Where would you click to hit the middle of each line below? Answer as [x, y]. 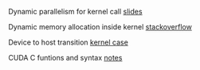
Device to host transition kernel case [69, 42]
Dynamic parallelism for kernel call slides [75, 12]
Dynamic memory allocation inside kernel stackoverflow [100, 27]
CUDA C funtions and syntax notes [65, 58]
